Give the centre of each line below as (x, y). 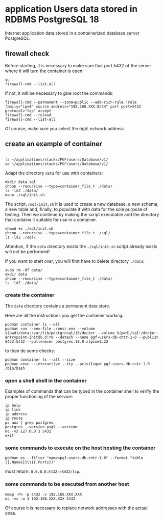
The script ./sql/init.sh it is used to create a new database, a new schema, (82, 204)
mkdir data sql (21, 182)
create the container (30, 295)
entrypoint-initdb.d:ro (29, 337)
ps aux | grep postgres (29, 423)
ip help (13, 406)
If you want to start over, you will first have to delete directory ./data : (75, 261)
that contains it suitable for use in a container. (51, 219)
